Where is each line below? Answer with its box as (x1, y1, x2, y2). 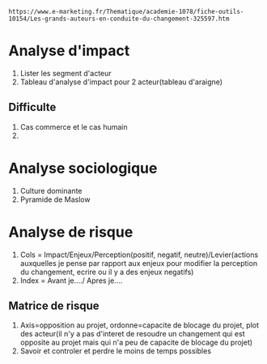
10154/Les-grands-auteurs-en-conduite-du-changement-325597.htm (8, 15, 230, 23)
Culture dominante (19, 186, 83, 195)
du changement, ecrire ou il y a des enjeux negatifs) (19, 267, 194, 276)
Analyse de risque (8, 223, 133, 241)
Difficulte (8, 101, 57, 114)
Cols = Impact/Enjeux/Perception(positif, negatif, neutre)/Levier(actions (19, 250, 259, 259)
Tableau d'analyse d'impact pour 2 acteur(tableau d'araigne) (19, 77, 223, 87)
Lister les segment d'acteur (19, 68, 112, 78)
